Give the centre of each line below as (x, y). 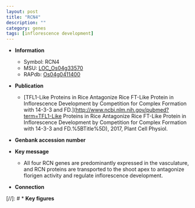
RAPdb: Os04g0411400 (52, 74)
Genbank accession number (50, 140)
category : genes (26, 28)
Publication (29, 86)
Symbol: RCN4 (41, 62)
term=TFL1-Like (43, 116)
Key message (32, 152)
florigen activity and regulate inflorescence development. (93, 175)
